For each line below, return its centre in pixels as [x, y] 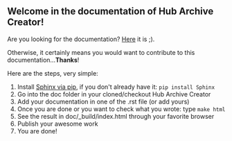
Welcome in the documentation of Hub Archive [110, 11]
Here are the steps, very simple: [53, 73]
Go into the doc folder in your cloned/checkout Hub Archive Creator [114, 94]
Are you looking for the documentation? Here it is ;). [81, 39]
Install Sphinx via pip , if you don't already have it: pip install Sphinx [116, 87]
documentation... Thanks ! [43, 60]
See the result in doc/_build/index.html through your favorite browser [116, 116]
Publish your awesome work [57, 124]
